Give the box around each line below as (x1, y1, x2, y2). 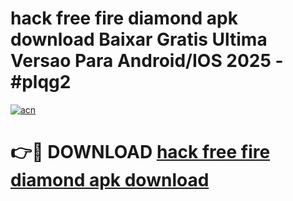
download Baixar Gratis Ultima (10, 28, 268, 51)
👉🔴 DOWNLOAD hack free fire (10, 141, 271, 164)
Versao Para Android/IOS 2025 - (10, 50, 284, 72)
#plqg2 (10, 71, 72, 94)
